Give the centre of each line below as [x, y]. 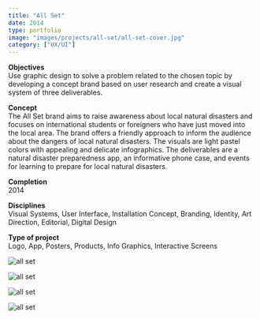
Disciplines [27, 205]
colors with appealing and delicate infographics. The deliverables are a [123, 150]
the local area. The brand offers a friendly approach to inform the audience [130, 133]
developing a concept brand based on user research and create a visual [125, 84]
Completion [28, 182]
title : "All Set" [37, 15]
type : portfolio [35, 30]
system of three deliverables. [56, 92]
